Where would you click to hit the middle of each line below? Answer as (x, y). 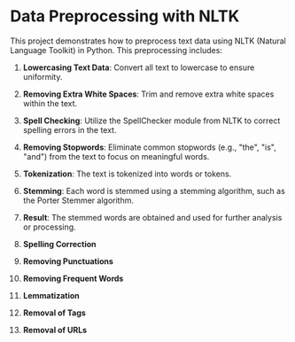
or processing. (49, 227)
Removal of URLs (55, 330)
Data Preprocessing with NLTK (125, 16)
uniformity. (43, 76)
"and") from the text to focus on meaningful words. (116, 156)
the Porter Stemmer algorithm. (78, 200)
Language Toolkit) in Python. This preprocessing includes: (116, 50)
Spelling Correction (59, 244)
